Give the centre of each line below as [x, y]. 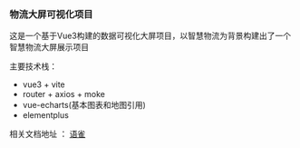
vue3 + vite [44, 84]
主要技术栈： [33, 66]
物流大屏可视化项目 [51, 14]
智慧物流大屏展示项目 [49, 47]
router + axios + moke [64, 94]
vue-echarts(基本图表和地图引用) [84, 105]
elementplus [46, 115]
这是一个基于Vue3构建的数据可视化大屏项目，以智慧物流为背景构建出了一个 [150, 36]
